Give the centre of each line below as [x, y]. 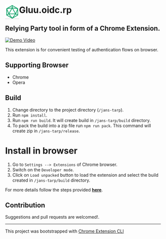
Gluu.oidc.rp [45, 10]
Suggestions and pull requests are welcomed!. [52, 217]
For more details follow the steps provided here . [54, 190]
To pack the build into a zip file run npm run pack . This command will [82, 125]
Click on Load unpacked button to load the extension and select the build [85, 175]
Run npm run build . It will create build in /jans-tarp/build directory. [82, 120]
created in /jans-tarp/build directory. [51, 180]
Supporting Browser [37, 65]
